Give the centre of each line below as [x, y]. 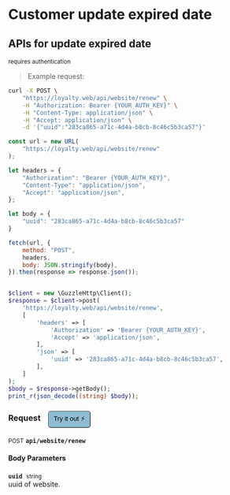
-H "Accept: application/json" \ [77, 120]
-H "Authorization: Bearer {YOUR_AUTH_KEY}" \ [100, 105]
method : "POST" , [49, 250]
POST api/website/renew [47, 441]
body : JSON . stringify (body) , [70, 265]
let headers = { [35, 170]
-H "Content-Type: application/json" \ [88, 113]
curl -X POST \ [33, 91]
